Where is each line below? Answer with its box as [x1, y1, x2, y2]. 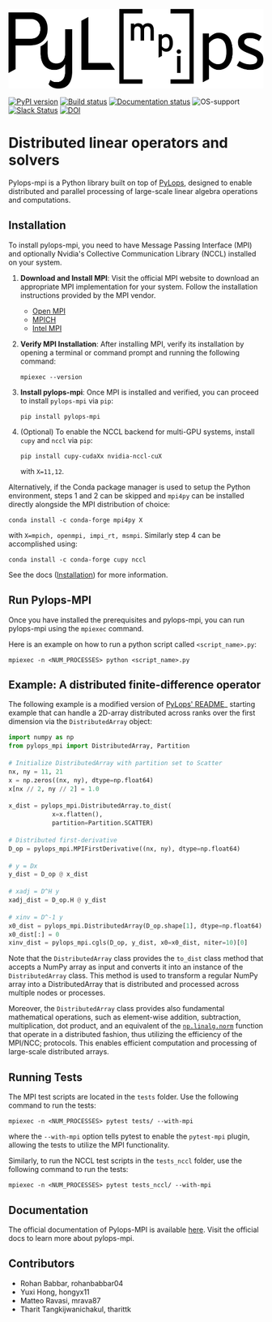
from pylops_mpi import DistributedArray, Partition [8, 742, 190, 751]
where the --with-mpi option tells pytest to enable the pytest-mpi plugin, [8, 1131, 250, 1141]
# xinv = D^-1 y [8, 913, 63, 921]
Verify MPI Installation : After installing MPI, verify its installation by [19, 338, 244, 349]
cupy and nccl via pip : [19, 435, 93, 445]
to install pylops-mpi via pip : [19, 395, 113, 406]
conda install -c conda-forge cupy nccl [8, 555, 147, 564]
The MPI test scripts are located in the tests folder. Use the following [8, 1092, 239, 1102]
